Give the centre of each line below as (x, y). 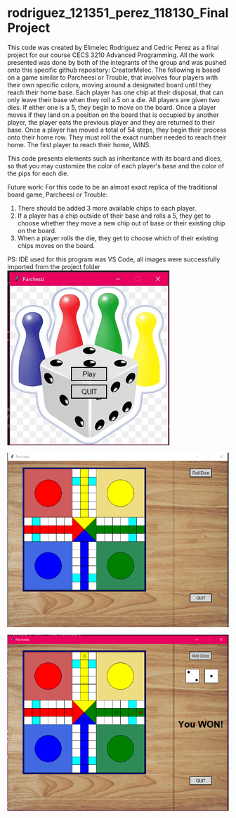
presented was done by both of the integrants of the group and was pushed (117, 62)
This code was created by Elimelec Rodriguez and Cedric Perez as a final (113, 47)
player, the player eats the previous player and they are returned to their (111, 122)
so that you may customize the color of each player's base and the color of (116, 166)
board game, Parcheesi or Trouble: (58, 194)
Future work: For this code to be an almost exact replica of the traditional (112, 187)
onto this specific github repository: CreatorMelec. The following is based (114, 70)
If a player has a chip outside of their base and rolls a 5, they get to (114, 216)
